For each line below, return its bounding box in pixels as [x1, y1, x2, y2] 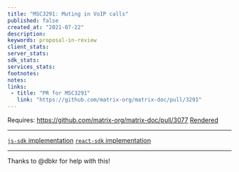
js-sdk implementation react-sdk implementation [7, 136, 152, 144]
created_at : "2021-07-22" [7, 23, 84, 31]
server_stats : [7, 50, 50, 58]
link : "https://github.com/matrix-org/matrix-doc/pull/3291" [16, 97, 202, 104]
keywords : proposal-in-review [7, 37, 97, 44]
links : [7, 83, 27, 90]
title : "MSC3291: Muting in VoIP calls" [7, 10, 129, 18]
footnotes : [7, 70, 40, 77]
